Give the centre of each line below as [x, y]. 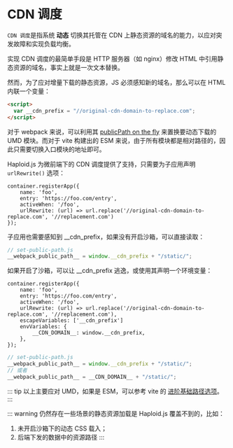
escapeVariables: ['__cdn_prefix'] [72, 321]
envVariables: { [44, 327]
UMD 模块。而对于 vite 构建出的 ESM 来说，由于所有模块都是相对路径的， [113, 140]
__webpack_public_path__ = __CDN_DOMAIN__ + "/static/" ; [92, 377]
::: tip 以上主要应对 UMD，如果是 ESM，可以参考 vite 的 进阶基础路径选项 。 [115, 391]
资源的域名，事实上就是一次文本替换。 [68, 67]
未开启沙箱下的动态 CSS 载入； [62, 428]
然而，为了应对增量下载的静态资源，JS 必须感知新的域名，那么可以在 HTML [116, 82]
